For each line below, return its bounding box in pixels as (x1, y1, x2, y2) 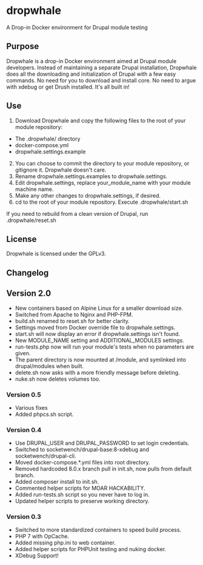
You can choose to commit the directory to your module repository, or (15, 159, 190, 167)
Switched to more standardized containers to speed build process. (15, 526, 182, 533)
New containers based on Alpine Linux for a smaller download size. (15, 304, 184, 312)
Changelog (6, 267, 49, 278)
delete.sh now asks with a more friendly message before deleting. (15, 369, 180, 376)
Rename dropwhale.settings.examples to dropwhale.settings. (15, 172, 168, 179)
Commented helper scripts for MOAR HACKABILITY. (15, 484, 145, 492)
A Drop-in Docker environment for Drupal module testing (6, 24, 148, 31)
